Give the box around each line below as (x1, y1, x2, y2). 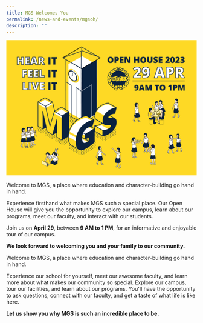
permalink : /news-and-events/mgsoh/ (6, 16, 98, 22)
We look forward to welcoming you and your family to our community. (6, 242, 185, 250)
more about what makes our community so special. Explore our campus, (6, 279, 187, 286)
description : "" (6, 22, 47, 28)
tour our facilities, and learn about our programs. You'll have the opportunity (6, 285, 196, 292)
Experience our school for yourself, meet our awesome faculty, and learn (6, 272, 188, 279)
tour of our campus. (6, 230, 56, 238)
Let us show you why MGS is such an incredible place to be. (6, 310, 159, 317)
